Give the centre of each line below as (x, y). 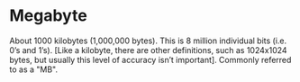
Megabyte (48, 16)
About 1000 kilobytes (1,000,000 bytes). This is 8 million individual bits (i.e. (148, 41)
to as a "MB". (34, 69)
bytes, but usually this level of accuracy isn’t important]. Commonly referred (150, 59)
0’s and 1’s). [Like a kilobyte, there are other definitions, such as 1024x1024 (148, 50)
